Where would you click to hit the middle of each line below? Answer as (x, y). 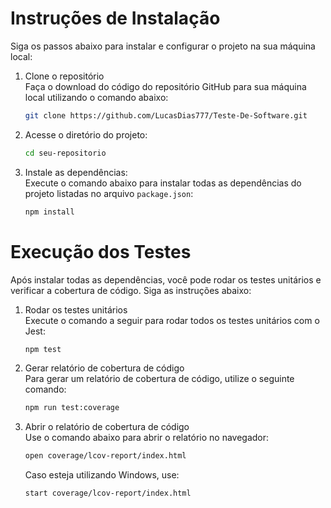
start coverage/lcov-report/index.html (108, 493)
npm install (49, 212)
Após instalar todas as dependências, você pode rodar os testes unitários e (166, 279)
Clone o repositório (64, 76)
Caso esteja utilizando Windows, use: (102, 475)
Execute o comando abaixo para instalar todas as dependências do (163, 183)
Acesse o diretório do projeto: (86, 134)
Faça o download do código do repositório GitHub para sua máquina (165, 86)
